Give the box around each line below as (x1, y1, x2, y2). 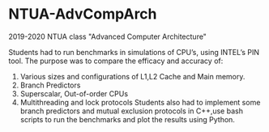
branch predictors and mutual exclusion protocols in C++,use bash (19, 106, 243, 116)
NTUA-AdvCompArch (8, 5, 157, 23)
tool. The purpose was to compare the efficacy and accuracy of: (8, 56, 224, 66)
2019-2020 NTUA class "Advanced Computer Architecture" (8, 32, 207, 41)
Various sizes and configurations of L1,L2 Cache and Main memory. (19, 71, 246, 81)
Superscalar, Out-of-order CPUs (19, 88, 128, 98)
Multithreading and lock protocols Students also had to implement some (19, 97, 261, 107)
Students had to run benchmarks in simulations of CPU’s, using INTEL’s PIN (8, 47, 260, 57)
